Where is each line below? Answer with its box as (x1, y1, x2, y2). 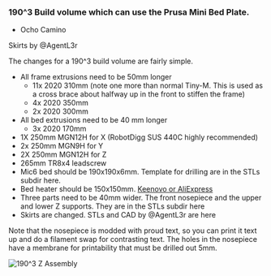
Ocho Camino (19, 25, 67, 35)
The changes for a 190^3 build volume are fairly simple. (8, 56, 193, 67)
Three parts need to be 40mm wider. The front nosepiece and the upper (19, 193, 262, 203)
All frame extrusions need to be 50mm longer (19, 72, 172, 82)
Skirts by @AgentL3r (8, 41, 79, 50)
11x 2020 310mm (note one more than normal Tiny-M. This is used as (32, 80, 264, 91)
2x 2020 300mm (32, 106, 89, 116)
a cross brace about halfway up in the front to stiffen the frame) (32, 89, 246, 99)
